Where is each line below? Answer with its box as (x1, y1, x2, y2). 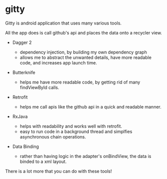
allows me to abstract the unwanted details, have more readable (19, 54, 152, 60)
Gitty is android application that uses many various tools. (5, 20, 122, 26)
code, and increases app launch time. (19, 59, 97, 65)
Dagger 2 (12, 39, 32, 45)
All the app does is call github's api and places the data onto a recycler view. (5, 29, 162, 35)
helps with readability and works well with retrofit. (19, 123, 122, 129)
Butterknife (12, 69, 36, 75)
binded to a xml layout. (19, 158, 67, 164)
